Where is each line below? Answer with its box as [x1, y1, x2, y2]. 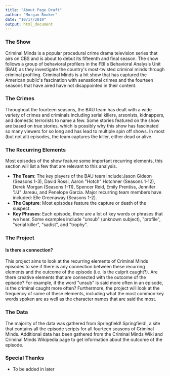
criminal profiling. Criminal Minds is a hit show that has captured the [5, 72, 147, 78]
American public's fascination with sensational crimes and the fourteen [5, 77, 153, 83]
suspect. [12, 205, 31, 211]
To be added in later [12, 366, 55, 372]
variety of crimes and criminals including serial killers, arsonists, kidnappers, [5, 112, 165, 118]
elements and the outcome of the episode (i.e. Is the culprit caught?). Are [5, 269, 158, 275]
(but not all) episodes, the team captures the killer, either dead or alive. [5, 133, 153, 140]
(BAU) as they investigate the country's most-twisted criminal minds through [5, 66, 165, 72]
